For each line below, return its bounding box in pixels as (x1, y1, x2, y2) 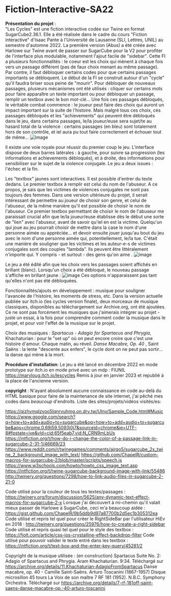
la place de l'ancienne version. (5, 377, 70, 383)
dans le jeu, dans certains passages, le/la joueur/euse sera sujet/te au (5, 118, 152, 124)
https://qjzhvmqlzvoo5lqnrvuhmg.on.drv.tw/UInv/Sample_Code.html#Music (5, 408, 164, 414)
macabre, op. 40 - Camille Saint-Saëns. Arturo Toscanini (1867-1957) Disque (5, 568, 166, 575)
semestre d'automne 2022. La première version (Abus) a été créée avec (5, 42, 157, 48)
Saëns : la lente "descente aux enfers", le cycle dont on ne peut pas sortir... (5, 346, 163, 352)
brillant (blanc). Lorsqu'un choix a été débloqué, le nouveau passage (5, 267, 150, 273)
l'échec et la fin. (5, 166, 39, 172)
